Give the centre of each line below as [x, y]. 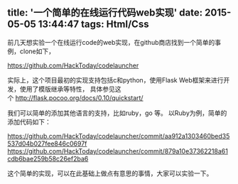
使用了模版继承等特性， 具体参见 [67, 89]
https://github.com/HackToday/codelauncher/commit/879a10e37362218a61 [118, 151]
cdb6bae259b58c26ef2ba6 [48, 158]
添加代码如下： [29, 121]
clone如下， [37, 51]
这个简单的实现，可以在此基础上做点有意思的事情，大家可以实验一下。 [110, 173]
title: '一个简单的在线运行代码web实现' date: [105, 13]
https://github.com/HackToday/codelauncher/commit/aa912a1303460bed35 [119, 136]
